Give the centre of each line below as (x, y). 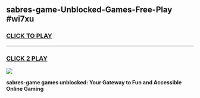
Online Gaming (25, 88)
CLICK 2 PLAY (27, 58)
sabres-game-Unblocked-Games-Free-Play (89, 10)
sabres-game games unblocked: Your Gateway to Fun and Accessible (94, 82)
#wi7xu (20, 19)
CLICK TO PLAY (29, 36)
